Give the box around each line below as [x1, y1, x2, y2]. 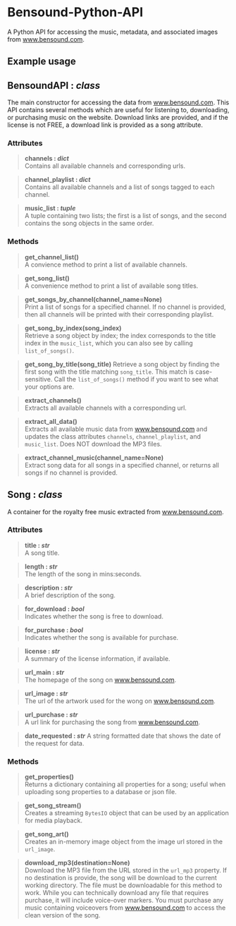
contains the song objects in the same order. [24, 219, 154, 228]
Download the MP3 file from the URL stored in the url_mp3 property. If [24, 866, 228, 875]
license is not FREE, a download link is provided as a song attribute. [7, 121, 203, 129]
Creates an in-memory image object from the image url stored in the [24, 837, 223, 846]
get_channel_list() [24, 252, 79, 261]
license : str [24, 647, 60, 655]
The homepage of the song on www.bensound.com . [24, 675, 177, 684]
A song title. [24, 548, 60, 557]
